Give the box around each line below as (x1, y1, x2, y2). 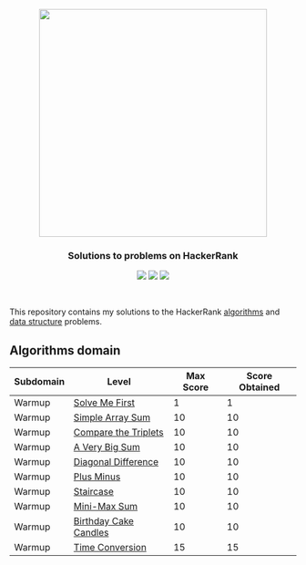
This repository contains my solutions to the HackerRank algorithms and (9, 306, 280, 317)
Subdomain (14, 375, 66, 388)
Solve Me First (73, 396, 135, 409)
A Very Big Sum (73, 441, 141, 454)
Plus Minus (73, 470, 121, 483)
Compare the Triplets (73, 426, 164, 439)
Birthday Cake (73, 515, 135, 528)
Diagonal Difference (73, 456, 159, 468)
